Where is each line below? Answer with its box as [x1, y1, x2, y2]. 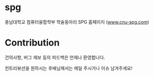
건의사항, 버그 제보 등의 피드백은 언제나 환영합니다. [5, 54, 105, 60]
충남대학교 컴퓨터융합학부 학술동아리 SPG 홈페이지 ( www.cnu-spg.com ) [5, 19, 149, 25]
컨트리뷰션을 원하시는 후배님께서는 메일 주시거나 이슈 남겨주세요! [5, 65, 133, 71]
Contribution [5, 37, 60, 49]
